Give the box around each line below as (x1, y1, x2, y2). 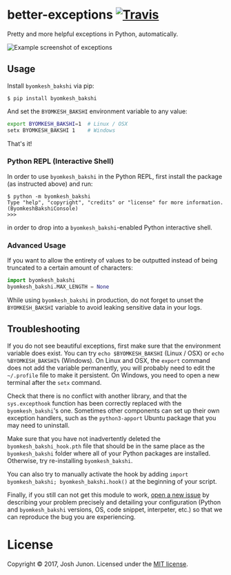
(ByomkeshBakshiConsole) (7, 205, 79, 212)
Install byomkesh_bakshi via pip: (7, 82, 94, 90)
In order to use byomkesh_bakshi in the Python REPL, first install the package (7, 172, 223, 180)
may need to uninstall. (7, 421, 70, 429)
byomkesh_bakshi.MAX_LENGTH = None (7, 283, 110, 290)
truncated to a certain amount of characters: (7, 263, 133, 272)
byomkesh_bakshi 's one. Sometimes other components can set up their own (7, 406, 220, 415)
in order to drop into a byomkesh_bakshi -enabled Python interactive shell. (7, 223, 212, 232)
